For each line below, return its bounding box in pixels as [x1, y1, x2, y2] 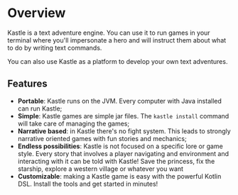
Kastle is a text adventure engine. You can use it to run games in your [7, 28, 211, 37]
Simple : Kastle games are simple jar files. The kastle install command [17, 111, 229, 120]
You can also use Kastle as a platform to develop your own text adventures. [7, 57, 228, 65]
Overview [7, 5, 66, 21]
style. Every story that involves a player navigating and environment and [17, 149, 229, 157]
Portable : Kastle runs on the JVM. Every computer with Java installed [17, 96, 222, 105]
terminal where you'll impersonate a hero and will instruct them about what [7, 35, 227, 44]
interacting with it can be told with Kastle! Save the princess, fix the [17, 157, 215, 165]
